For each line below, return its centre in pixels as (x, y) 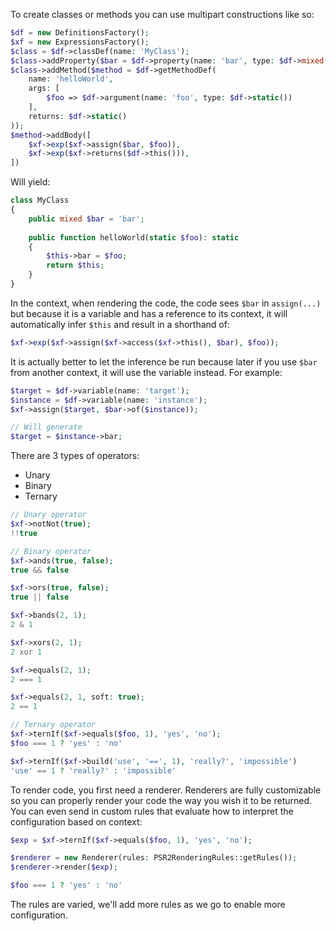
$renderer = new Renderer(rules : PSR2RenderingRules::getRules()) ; (154, 858)
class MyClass (40, 200)
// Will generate (46, 427)
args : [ (44, 89)
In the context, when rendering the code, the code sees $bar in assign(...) (166, 303)
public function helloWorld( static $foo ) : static (134, 237)
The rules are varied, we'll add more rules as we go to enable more (148, 904)
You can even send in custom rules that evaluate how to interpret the (152, 811)
